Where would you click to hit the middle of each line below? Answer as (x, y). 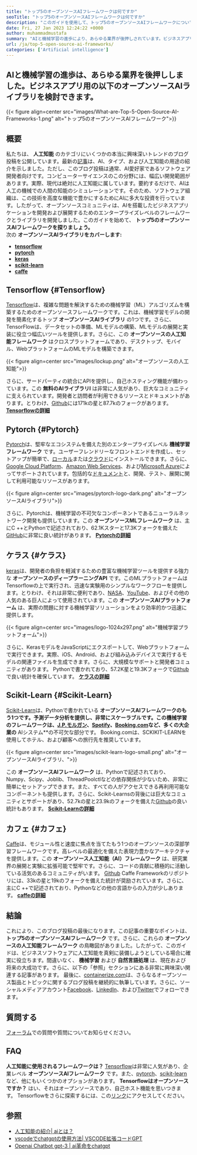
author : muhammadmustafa (36, 33)
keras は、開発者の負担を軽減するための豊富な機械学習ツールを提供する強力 (98, 571)
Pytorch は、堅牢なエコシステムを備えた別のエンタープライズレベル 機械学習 (98, 444)
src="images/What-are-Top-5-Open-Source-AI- (121, 112)
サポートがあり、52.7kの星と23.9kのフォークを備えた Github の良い (107, 801)
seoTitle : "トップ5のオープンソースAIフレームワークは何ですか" (76, 17)
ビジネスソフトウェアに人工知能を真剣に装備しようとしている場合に (103, 953)
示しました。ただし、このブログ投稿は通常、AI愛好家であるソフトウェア (103, 169)
